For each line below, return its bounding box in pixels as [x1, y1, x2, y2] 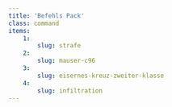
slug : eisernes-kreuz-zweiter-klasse [37, 72, 164, 80]
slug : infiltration [37, 86, 103, 95]
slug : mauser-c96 [37, 57, 95, 65]
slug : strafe [37, 42, 82, 50]
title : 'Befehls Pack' [8, 11, 85, 20]
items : [8, 27, 31, 35]
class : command [8, 19, 60, 27]
